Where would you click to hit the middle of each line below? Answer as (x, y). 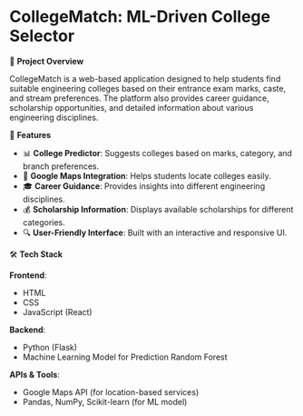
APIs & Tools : (35, 374)
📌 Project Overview (47, 61)
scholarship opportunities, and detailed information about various (132, 107)
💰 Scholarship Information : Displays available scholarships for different (158, 209)
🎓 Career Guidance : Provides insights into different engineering (144, 186)
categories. (44, 222)
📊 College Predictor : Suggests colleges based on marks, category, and (157, 153)
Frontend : (28, 275)
